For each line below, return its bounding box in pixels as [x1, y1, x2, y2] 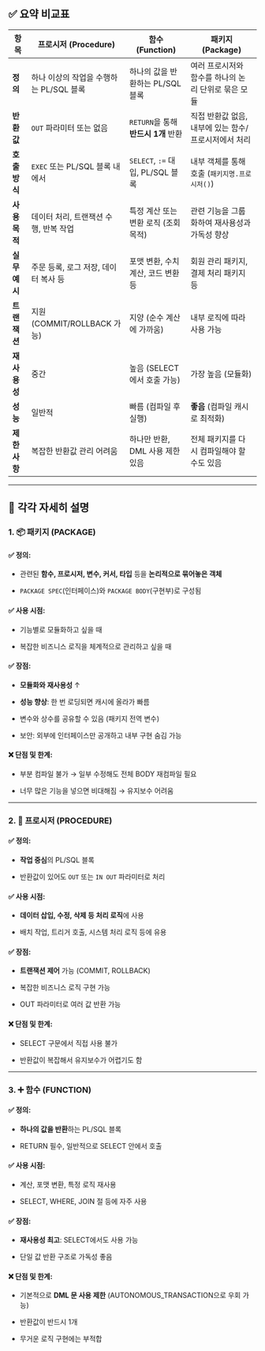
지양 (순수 [129, 311, 164, 323]
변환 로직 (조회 [129, 217, 181, 228]
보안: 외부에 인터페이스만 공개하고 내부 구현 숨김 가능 [19, 730, 182, 740]
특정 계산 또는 [129, 205, 177, 216]
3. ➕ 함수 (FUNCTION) [8, 1084, 92, 1095]
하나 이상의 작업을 [31, 72, 95, 83]
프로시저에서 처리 [190, 134, 251, 145]
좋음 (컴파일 [190, 401, 233, 412]
